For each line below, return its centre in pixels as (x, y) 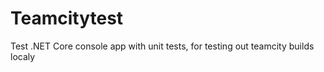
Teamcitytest (67, 18)
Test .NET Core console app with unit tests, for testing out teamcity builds (162, 46)
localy (23, 56)
